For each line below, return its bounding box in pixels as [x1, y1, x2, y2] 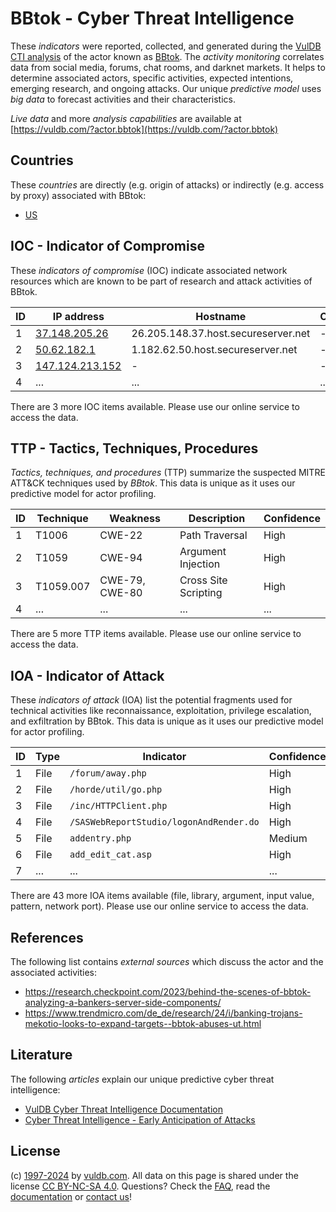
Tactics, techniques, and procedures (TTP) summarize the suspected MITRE [10, 467, 326, 479]
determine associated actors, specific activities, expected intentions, [10, 72, 294, 84]
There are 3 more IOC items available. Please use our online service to [10, 400, 300, 412]
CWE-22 [99, 528, 143, 542]
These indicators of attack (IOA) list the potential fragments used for [10, 694, 293, 706]
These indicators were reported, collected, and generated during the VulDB [10, 40, 322, 52]
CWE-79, [99, 573, 146, 587]
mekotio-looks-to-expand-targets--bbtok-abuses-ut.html [24, 1018, 262, 1029]
